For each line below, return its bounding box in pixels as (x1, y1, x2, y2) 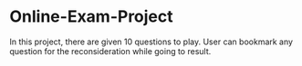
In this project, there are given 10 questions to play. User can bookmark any (9, 36, 294, 47)
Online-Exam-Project (9, 6, 173, 27)
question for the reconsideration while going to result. (9, 45, 212, 56)
